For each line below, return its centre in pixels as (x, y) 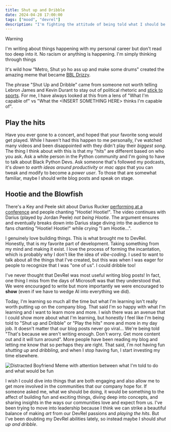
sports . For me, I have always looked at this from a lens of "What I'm (77, 95)
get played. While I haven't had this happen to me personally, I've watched (83, 140)
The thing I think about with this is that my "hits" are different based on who (85, 151)
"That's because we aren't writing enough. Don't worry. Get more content (83, 334)
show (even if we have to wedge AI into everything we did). (68, 291)
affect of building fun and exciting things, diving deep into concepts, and (82, 397)
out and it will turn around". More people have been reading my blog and (82, 339)
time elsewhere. (22, 355)
